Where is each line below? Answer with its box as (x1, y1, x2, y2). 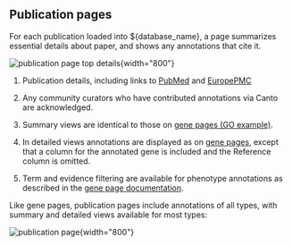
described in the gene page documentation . (21, 182, 185, 193)
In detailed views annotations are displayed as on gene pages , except (21, 136, 279, 147)
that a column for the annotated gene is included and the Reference (21, 146, 271, 157)
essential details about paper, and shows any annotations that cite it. (9, 40, 262, 51)
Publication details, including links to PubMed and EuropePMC (21, 75, 252, 86)
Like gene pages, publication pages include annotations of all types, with (9, 199, 278, 210)
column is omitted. (21, 156, 91, 166)
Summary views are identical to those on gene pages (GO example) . (21, 119, 274, 130)
